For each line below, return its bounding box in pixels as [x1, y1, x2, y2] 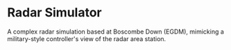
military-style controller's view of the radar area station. [7, 34, 166, 42]
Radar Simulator [7, 5, 102, 21]
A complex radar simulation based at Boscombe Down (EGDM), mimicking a [7, 27, 224, 36]
